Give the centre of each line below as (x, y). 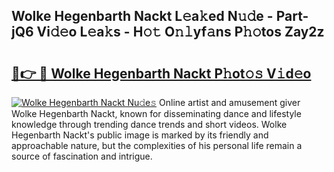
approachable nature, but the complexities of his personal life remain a (157, 145)
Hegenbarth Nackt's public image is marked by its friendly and (140, 135)
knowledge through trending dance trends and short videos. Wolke (149, 124)
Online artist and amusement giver (230, 102)
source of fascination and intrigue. (82, 156)
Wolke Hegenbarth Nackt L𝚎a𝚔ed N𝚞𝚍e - (142, 16)
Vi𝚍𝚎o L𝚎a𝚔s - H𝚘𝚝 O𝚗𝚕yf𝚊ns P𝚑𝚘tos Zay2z (180, 32)
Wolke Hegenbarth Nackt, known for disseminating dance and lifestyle (156, 113)
